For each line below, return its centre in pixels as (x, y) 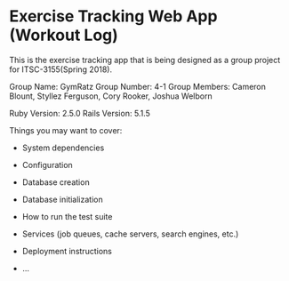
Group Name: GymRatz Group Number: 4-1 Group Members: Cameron (138, 86)
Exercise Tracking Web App (113, 16)
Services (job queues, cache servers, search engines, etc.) (130, 234)
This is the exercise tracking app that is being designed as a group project (145, 60)
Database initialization (63, 199)
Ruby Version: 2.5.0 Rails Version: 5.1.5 (80, 113)
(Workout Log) (64, 35)
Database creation (56, 182)
